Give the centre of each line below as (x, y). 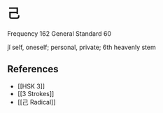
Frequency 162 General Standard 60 (59, 33)
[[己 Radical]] (36, 102)
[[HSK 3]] (31, 86)
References (33, 69)
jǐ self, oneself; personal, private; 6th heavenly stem (81, 47)
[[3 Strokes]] (36, 93)
